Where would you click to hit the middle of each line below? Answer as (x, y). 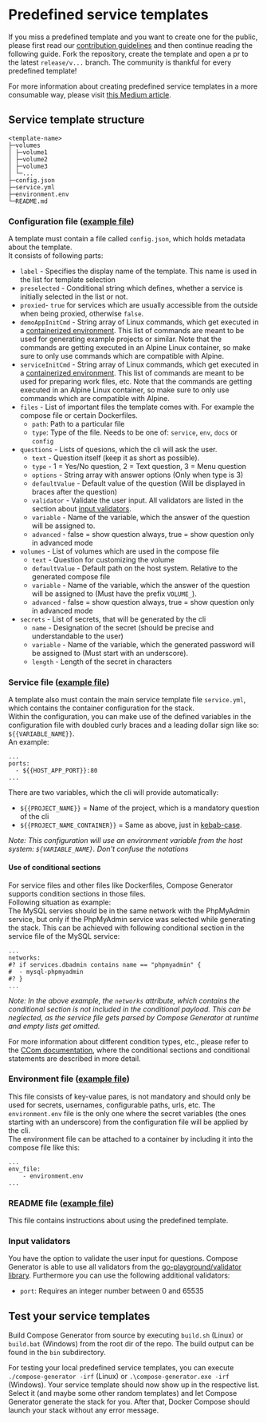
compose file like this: (44, 1147)
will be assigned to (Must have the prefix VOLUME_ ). (114, 594)
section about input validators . (81, 509)
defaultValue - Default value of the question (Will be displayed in (138, 483)
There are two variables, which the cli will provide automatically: (114, 793)
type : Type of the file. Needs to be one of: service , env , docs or (134, 432)
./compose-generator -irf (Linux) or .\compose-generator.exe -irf (119, 1377)
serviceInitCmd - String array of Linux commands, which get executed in (139, 364)
